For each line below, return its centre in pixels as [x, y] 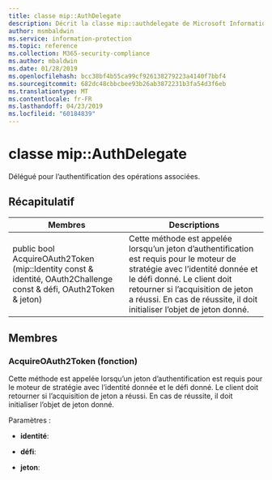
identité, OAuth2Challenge [63, 279]
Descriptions [194, 225]
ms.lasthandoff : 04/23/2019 [56, 106]
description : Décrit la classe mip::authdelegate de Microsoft [117, 24]
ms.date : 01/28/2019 [43, 69]
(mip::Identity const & [53, 268]
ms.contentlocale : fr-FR [50, 99]
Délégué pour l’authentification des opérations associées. [104, 176]
